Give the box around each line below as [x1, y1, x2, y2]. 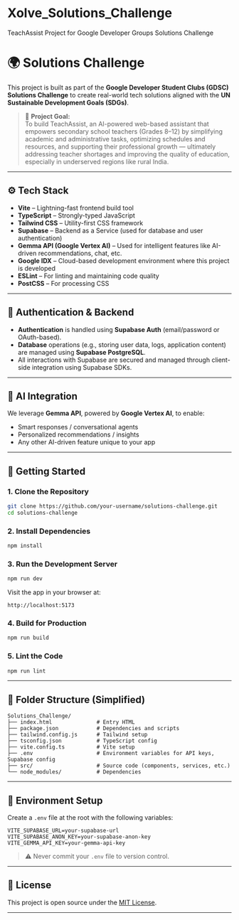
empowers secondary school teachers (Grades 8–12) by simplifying [24, 127, 223, 136]
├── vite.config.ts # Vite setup [7, 744, 135, 751]
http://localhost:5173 [7, 602, 75, 609]
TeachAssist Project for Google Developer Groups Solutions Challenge [7, 28, 214, 37]
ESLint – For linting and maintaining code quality [17, 272, 160, 280]
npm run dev [7, 575, 43, 582]
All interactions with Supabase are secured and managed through [17, 355, 211, 364]
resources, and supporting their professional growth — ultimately [24, 142, 216, 151]
